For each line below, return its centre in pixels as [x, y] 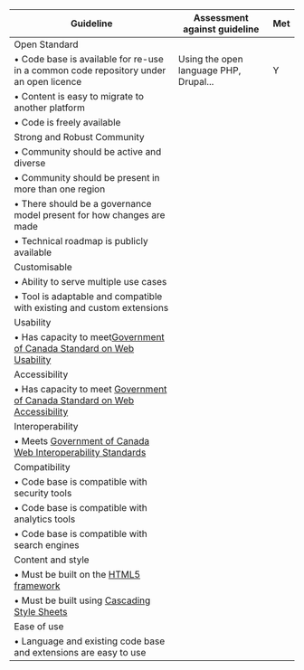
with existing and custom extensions [91, 308]
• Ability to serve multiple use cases [90, 282]
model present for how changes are [90, 215]
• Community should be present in [87, 178]
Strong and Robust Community [79, 137]
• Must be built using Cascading [82, 600]
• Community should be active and [88, 151]
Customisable [43, 267]
